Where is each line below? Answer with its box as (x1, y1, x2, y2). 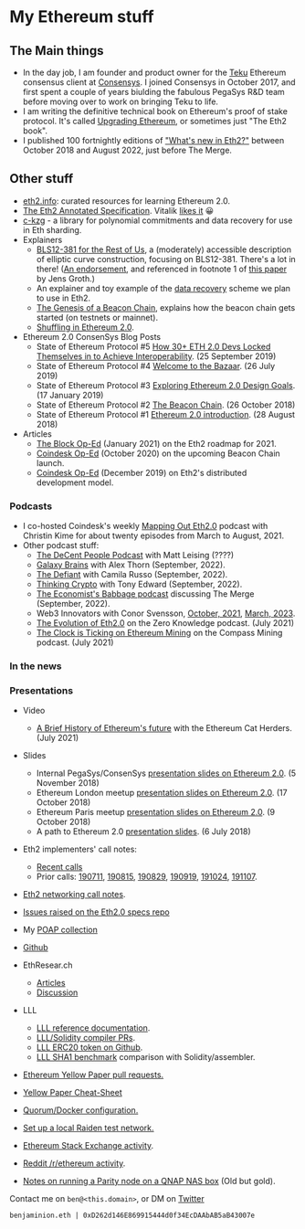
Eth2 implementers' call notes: (22, 843, 137, 855)
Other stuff (9, 171, 74, 186)
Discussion (36, 987, 79, 998)
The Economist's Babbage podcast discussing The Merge (36, 588, 255, 599)
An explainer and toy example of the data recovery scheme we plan (36, 282, 290, 293)
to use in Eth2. (36, 292, 91, 303)
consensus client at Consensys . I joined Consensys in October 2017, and (22, 77, 296, 88)
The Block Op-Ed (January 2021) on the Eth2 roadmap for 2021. (36, 438, 277, 449)
